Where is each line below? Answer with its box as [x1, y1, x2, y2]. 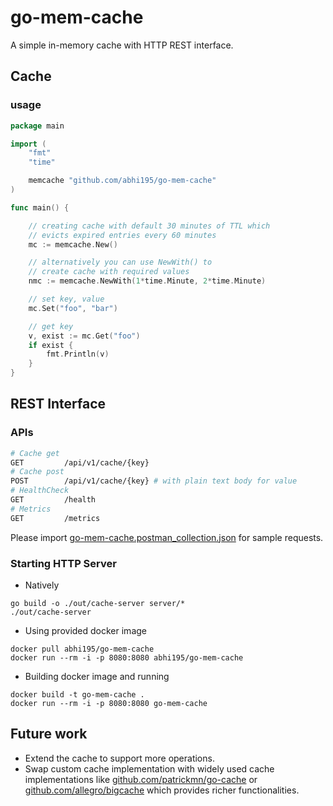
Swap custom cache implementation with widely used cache [24, 762, 275, 775]
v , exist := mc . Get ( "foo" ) [28, 331, 141, 341]
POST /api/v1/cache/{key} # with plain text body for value [10, 476, 298, 486]
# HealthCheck [10, 486, 70, 496]
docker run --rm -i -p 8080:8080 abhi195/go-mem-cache [10, 652, 244, 663]
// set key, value [28, 294, 105, 304]
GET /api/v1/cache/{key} [10, 457, 150, 468]
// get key [28, 321, 74, 331]
